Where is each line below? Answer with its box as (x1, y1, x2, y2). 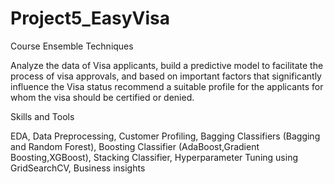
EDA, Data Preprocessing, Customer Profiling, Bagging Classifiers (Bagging (10, 130, 321, 142)
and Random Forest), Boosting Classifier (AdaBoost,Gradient (10, 140, 260, 152)
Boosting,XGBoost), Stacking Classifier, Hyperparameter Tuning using (10, 151, 298, 163)
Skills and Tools (10, 110, 75, 122)
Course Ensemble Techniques (10, 40, 134, 52)
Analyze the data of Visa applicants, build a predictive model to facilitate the (10, 59, 324, 71)
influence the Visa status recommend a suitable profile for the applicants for (10, 80, 324, 92)
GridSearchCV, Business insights (10, 162, 146, 174)
